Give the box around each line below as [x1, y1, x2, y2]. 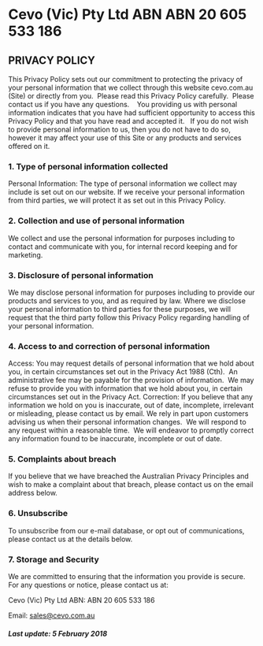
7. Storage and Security [8, 554, 100, 565]
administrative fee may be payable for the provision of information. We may [8, 376, 254, 385]
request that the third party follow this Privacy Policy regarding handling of [8, 313, 250, 322]
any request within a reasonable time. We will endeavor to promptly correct [8, 425, 254, 435]
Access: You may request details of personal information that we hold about [8, 358, 254, 368]
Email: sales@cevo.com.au [8, 611, 95, 620]
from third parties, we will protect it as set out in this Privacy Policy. [8, 195, 226, 206]
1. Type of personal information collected [8, 161, 169, 172]
